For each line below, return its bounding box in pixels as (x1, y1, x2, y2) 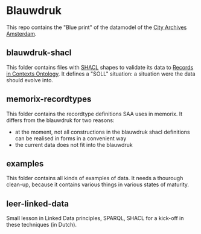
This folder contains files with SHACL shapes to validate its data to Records (6, 63, 194, 71)
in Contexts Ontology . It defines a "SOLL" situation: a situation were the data (6, 70, 196, 77)
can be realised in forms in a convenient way (14, 134, 127, 142)
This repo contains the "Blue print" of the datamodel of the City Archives (6, 24, 187, 31)
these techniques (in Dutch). (6, 221, 77, 229)
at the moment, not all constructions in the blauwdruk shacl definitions (14, 128, 190, 135)
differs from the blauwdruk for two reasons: (6, 116, 115, 124)
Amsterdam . (6, 30, 37, 37)
